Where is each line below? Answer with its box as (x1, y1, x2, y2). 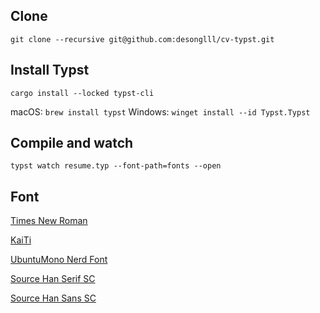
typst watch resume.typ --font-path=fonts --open (10, 161, 222, 171)
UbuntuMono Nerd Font (10, 254, 108, 266)
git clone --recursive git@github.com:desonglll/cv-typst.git (10, 34, 275, 44)
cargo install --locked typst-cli (10, 88, 155, 98)
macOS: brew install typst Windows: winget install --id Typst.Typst (10, 105, 311, 118)
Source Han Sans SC (10, 292, 97, 304)
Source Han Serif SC (10, 273, 96, 285)
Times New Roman (10, 215, 88, 227)
